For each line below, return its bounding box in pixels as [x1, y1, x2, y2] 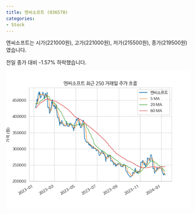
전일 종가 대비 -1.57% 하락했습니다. [6, 59, 87, 66]
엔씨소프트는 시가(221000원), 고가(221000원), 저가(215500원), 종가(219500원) [6, 39, 188, 46]
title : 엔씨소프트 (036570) [6, 9, 68, 15]
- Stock [6, 22, 25, 27]
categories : [6, 15, 35, 22]
